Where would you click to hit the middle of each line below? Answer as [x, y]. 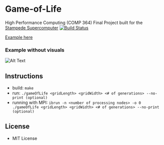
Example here [19, 37]
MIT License [25, 138]
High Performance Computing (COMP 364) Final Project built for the [74, 23]
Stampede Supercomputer [32, 27]
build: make [23, 88]
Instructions [24, 76]
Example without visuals [35, 50]
